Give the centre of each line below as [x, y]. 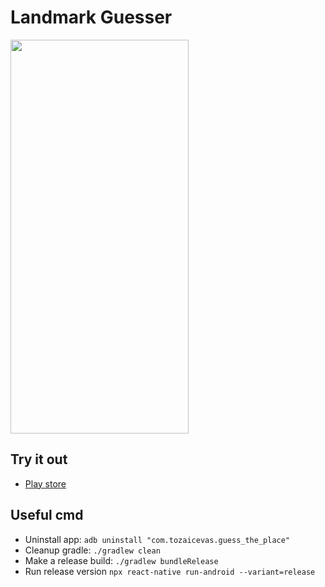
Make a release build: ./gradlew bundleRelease [121, 560]
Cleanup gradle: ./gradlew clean [92, 550]
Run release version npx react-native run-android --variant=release [170, 571]
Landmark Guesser [91, 17]
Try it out [39, 459]
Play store [45, 483]
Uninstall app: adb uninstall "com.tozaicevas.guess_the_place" [157, 539]
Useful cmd [47, 515]
